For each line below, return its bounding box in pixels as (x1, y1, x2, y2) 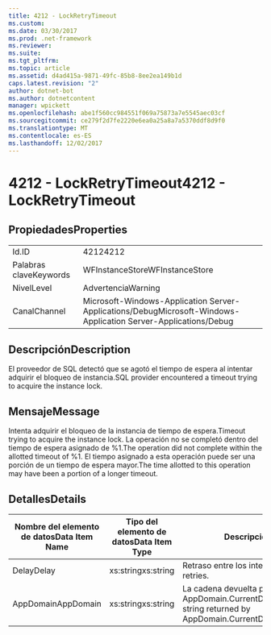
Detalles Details (8, 492, 87, 506)
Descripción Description (8, 342, 131, 356)
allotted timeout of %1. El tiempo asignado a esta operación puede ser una (8, 452, 256, 462)
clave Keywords (12, 269, 71, 280)
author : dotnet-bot (8, 86, 74, 95)
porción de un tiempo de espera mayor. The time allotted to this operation (8, 460, 252, 470)
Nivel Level (12, 282, 52, 293)
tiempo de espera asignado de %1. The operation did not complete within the (8, 443, 262, 453)
